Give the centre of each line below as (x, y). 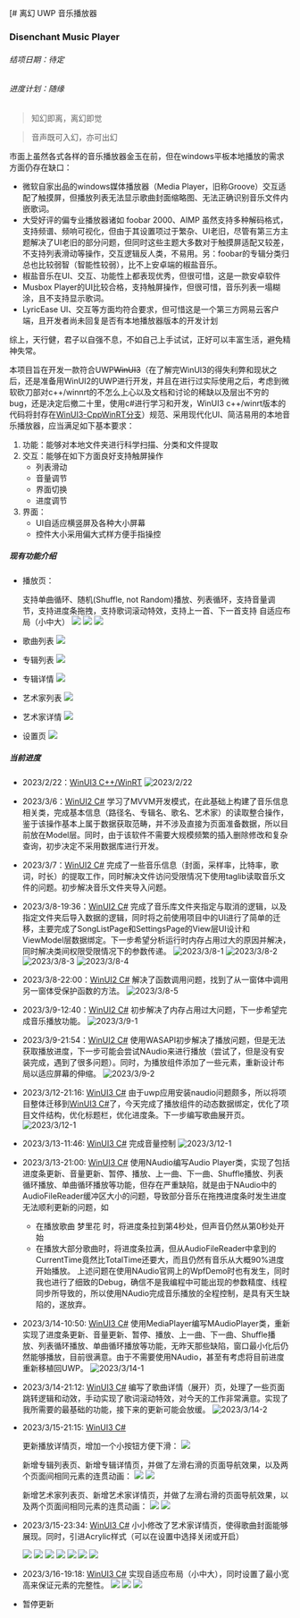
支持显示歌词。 (81, 298)
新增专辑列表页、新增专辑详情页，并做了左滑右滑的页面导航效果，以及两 (155, 1464)
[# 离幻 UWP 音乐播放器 (53, 13)
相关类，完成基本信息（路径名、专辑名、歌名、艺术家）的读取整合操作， (155, 812)
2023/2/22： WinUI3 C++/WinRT (82, 782)
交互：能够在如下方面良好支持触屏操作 (92, 455)
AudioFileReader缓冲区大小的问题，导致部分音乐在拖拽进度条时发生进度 (154, 1196)
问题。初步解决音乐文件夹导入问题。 (104, 887)
